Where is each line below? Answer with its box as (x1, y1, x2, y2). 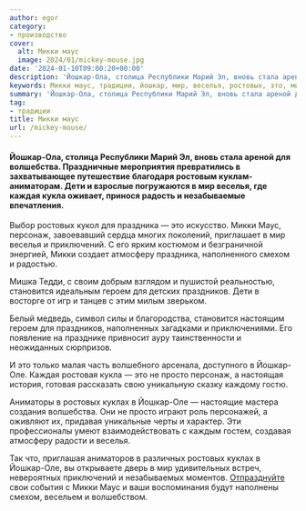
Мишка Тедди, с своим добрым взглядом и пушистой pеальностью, (9, 276, 275, 287)
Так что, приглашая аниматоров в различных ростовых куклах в (9, 453, 261, 464)
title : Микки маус (9, 115, 79, 124)
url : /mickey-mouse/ (9, 124, 88, 133)
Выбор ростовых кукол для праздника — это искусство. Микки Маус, (9, 220, 282, 231)
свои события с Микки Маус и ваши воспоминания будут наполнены (9, 482, 280, 493)
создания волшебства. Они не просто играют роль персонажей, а (9, 406, 269, 417)
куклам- (218, 170, 253, 182)
